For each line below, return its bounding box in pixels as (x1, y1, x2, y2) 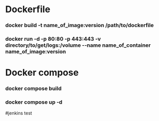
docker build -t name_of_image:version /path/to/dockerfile (5, 22, 154, 29)
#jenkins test (5, 110, 32, 116)
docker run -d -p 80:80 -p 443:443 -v (5, 36, 101, 43)
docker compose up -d (5, 99, 62, 106)
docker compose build (5, 85, 62, 92)
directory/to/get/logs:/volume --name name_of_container (5, 42, 151, 49)
